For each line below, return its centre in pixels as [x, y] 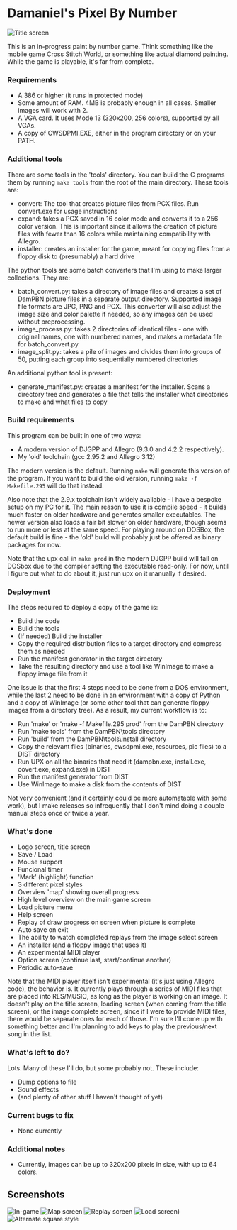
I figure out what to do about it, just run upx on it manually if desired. [107, 573]
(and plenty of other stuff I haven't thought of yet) [90, 1097]
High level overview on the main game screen [84, 900]
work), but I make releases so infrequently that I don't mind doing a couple [116, 806]
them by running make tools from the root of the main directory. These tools [118, 182]
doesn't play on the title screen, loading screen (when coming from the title [117, 1004]
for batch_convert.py [48, 344]
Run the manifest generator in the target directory [90, 659]
